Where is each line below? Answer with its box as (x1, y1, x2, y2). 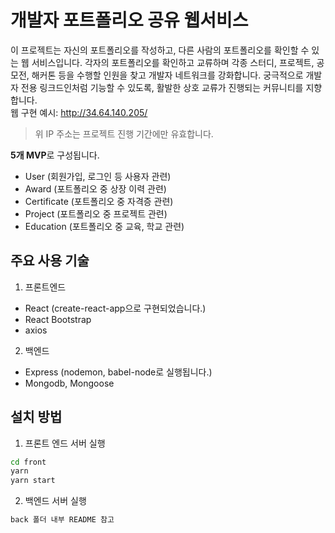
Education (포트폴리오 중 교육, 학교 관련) (24, 220, 185, 232)
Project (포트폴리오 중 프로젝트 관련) (24, 207, 168, 220)
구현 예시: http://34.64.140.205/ (20, 106, 148, 118)
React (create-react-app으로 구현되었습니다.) (24, 302, 207, 314)
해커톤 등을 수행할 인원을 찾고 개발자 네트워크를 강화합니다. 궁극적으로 (31, 69, 304, 81)
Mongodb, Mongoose (24, 377, 115, 389)
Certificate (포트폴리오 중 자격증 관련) (24, 195, 174, 207)
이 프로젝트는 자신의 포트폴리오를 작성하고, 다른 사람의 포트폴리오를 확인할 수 (10, 44, 310, 56)
